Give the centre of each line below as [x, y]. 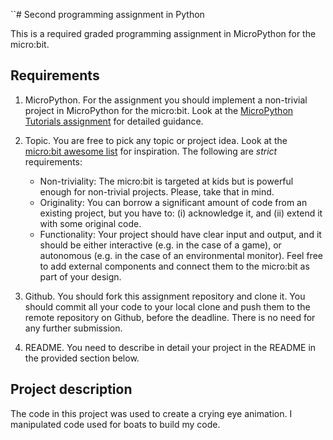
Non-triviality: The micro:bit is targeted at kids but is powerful [166, 181]
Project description [71, 389]
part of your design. [80, 276]
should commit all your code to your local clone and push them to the [167, 306]
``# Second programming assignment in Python [107, 14]
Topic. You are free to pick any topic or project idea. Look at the [156, 140]
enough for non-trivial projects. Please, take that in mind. [157, 191]
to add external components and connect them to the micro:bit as [174, 266]
